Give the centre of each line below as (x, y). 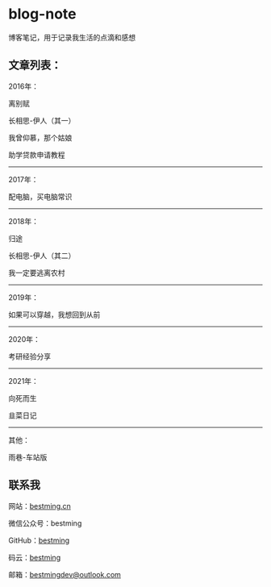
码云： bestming (35, 557)
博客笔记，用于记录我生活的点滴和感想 (72, 37)
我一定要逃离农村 (37, 273)
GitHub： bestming (39, 540)
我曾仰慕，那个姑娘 (40, 137)
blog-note (42, 14)
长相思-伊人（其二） (42, 256)
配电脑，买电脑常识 (40, 196)
